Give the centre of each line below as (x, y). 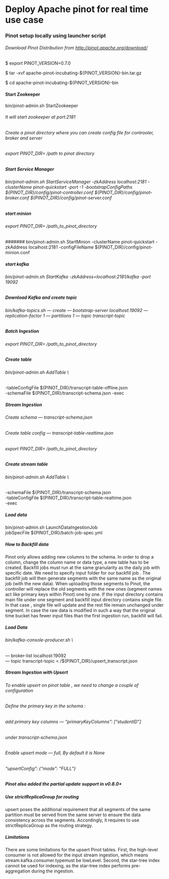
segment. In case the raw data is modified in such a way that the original (80, 610)
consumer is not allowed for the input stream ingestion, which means (77, 855)
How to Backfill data (27, 544)
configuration (19, 690)
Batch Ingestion (22, 331)
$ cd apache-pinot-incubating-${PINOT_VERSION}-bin (62, 83)
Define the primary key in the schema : (46, 706)
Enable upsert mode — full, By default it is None (55, 753)
